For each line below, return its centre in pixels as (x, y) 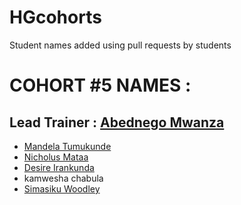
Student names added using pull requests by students (120, 45)
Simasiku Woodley (62, 188)
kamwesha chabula (63, 178)
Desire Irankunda (59, 167)
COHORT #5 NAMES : (100, 85)
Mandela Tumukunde (67, 146)
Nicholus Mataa (56, 157)
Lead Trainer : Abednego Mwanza (117, 122)
